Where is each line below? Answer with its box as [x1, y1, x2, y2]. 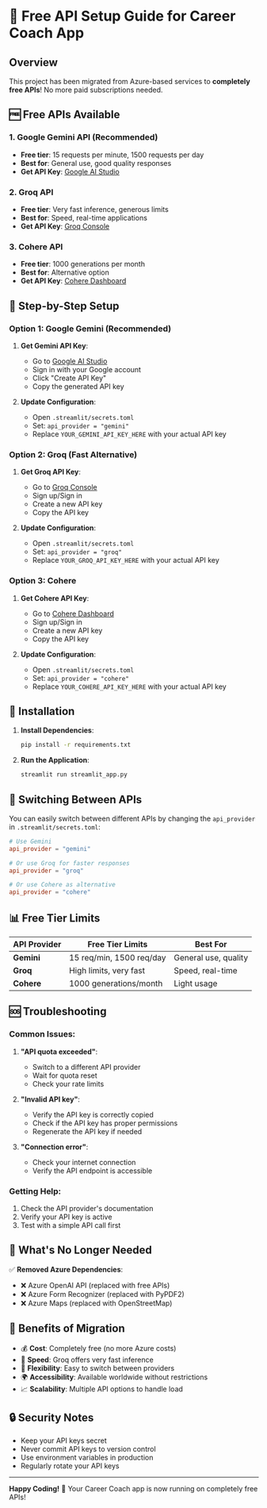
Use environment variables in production [20, 1452, 154, 1463]
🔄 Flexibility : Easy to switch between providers [20, 1363, 175, 1372]
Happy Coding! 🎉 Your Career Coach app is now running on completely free [9, 1484, 258, 1494]
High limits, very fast [69, 965, 146, 975]
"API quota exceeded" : [20, 1047, 98, 1056]
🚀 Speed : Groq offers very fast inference [20, 1355, 154, 1364]
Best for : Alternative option [20, 267, 109, 277]
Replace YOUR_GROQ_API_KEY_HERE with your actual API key [32, 556, 220, 565]
